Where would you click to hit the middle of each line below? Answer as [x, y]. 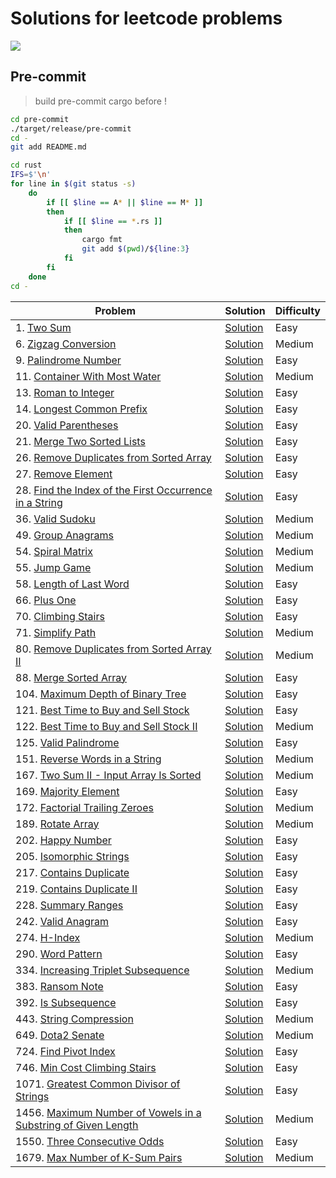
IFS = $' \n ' [31, 175]
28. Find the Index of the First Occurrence [114, 490]
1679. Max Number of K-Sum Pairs [99, 1157]
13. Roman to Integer [65, 392]
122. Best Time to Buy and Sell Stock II [106, 726]
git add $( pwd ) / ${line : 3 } [135, 249]
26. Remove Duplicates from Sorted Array [113, 457]
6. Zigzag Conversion [66, 344]
